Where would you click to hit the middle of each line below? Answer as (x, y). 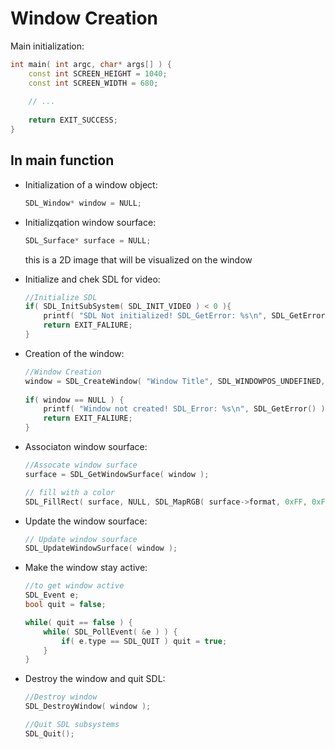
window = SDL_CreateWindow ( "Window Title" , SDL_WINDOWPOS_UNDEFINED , (175, 381)
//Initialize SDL (61, 297)
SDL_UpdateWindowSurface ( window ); (101, 548)
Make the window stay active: (86, 568)
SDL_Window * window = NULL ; (83, 203)
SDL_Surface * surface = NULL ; (88, 240)
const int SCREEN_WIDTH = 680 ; (93, 83)
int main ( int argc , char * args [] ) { (91, 64)
